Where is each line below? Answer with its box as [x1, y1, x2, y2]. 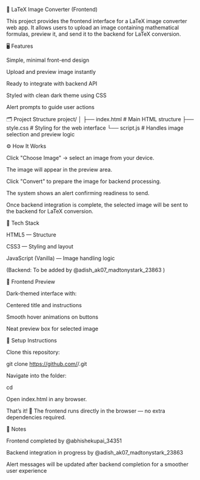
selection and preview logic [6, 131, 75, 138]
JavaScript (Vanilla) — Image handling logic [6, 255, 115, 262]
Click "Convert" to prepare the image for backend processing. [6, 178, 162, 185]
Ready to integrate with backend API [6, 80, 98, 87]
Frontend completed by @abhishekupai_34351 [6, 437, 122, 444]
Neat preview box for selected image [6, 325, 99, 332]
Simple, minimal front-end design [6, 56, 90, 64]
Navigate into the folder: [6, 372, 67, 379]
